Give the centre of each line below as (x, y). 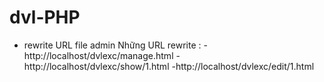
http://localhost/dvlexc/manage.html (98, 55)
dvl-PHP (45, 17)
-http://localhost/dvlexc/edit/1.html (243, 66)
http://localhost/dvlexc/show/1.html (96, 66)
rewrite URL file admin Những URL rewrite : (112, 45)
